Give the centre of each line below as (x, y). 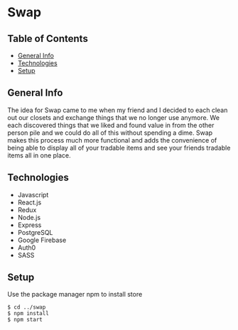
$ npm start (25, 320)
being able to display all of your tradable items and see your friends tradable (119, 148)
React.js (29, 202)
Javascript (33, 194)
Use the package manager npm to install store (75, 295)
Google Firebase (42, 240)
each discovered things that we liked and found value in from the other (111, 125)
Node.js (29, 217)
